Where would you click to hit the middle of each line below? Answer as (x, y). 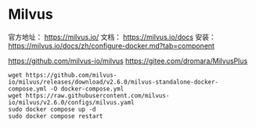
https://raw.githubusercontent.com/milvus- (97, 95)
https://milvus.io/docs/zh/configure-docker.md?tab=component (112, 45)
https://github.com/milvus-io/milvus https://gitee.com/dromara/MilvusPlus (128, 61)
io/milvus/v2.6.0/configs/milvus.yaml (71, 102)
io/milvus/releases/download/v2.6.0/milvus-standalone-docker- (114, 82)
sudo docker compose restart (56, 116)
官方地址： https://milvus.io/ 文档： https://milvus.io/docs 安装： (112, 37)
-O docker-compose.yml (87, 89)
